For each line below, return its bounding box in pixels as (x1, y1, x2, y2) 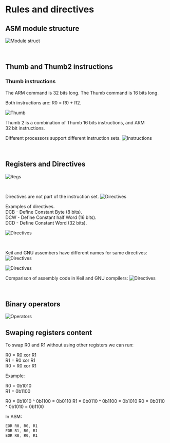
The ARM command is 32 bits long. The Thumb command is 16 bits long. (5, 89, 159, 96)
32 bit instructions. (5, 125, 45, 131)
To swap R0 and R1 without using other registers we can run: (5, 342, 134, 348)
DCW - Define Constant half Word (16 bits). (5, 214, 97, 220)
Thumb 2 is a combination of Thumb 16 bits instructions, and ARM (5, 119, 145, 125)
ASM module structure (5, 24, 80, 33)
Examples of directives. (5, 203, 55, 209)
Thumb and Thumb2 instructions (5, 63, 114, 71)
